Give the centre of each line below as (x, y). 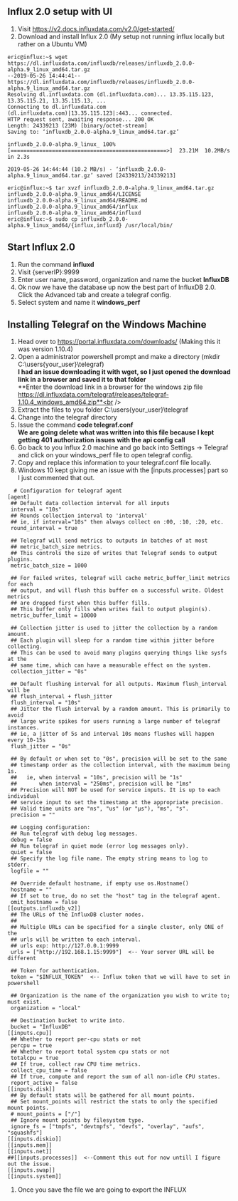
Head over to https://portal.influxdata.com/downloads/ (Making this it (119, 342)
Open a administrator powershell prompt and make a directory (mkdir (119, 357)
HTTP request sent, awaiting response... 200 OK (81, 119)
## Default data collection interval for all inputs (90, 504)
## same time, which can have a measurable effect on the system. (111, 665)
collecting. (25, 647)
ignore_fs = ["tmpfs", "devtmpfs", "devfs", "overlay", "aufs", (107, 1127)
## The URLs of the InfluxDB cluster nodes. (77, 915)
